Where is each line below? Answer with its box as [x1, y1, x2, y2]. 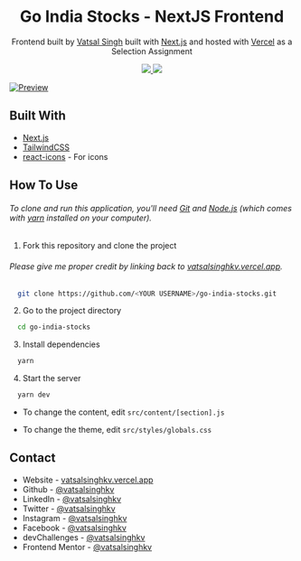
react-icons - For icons [22, 151, 108, 162]
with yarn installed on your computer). [9, 212, 152, 223]
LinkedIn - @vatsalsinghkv [22, 493, 122, 504]
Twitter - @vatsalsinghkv [22, 503, 116, 514]
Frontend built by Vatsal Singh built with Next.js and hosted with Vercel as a [11, 36, 293, 47]
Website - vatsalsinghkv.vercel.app [22, 474, 154, 485]
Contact [9, 450, 56, 466]
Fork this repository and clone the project [22, 240, 177, 251]
